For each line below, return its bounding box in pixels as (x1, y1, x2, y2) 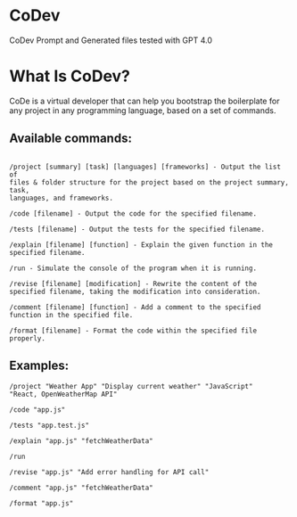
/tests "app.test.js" (9, 421, 90, 430)
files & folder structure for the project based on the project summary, (9, 177, 290, 187)
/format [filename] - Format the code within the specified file (9, 326, 257, 335)
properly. (9, 333, 46, 343)
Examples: (9, 358, 70, 373)
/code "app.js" (9, 405, 66, 414)
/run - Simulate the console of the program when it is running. (9, 264, 257, 273)
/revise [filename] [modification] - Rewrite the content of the (9, 279, 257, 288)
